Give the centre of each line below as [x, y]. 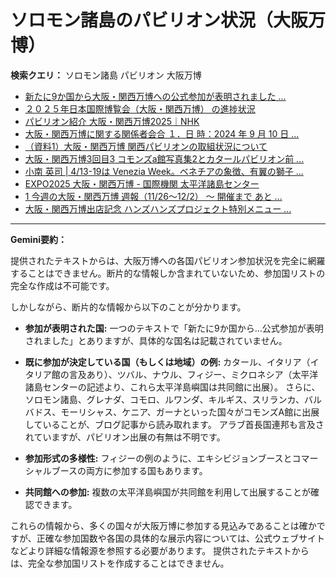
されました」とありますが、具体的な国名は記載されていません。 [156, 340]
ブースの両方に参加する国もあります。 [129, 470]
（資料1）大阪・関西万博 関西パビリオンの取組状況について [146, 146]
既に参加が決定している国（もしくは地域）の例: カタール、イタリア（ [167, 362]
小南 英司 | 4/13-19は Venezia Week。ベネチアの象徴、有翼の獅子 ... [164, 171]
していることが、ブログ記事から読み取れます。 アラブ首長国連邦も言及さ [174, 424]
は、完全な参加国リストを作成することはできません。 [120, 563]
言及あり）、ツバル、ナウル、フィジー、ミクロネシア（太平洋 [193, 374]
